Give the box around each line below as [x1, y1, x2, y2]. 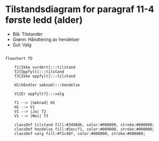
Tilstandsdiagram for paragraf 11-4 [5, 4, 154, 15]
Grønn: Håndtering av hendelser [12, 36, 80, 42]
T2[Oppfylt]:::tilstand [14, 69, 65, 74]
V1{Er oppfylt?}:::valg [14, 91, 65, 97]
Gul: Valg [12, 41, 32, 48]
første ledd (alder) [5, 14, 83, 26]
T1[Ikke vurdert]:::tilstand [14, 65, 76, 70]
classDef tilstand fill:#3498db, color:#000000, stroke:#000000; [14, 122, 155, 127]
